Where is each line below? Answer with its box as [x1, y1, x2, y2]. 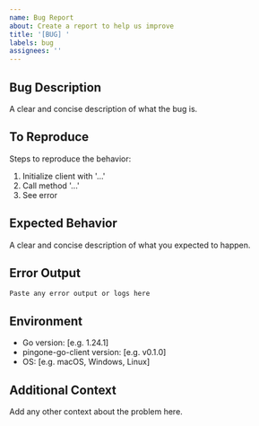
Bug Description [9, 80, 101, 95]
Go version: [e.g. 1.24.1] [22, 337, 109, 348]
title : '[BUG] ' [9, 30, 70, 39]
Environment [9, 313, 83, 328]
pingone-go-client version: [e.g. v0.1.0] [22, 347, 167, 358]
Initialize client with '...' [22, 170, 106, 181]
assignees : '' [9, 47, 63, 56]
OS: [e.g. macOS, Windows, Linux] [22, 356, 151, 368]
